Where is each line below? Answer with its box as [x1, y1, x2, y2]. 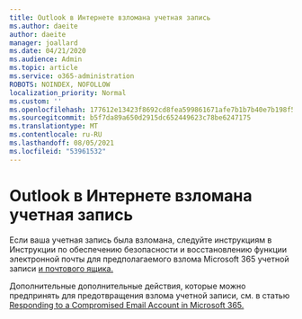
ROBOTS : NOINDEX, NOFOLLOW [9, 80, 111, 89]
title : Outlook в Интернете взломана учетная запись [9, 13, 211, 22]
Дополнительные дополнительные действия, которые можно [9, 280, 246, 291]
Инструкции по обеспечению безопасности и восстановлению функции [9, 244, 288, 254]
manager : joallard [9, 38, 78, 48]
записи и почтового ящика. [9, 262, 114, 274]
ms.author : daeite [9, 22, 78, 31]
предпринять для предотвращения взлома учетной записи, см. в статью [9, 289, 290, 301]
